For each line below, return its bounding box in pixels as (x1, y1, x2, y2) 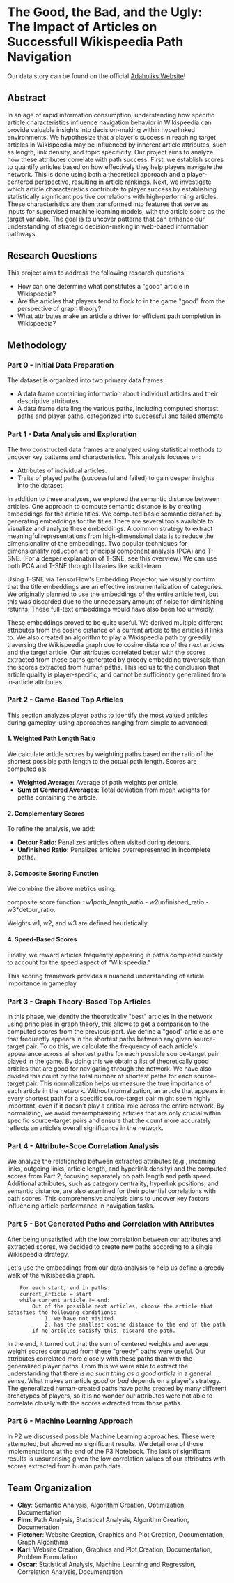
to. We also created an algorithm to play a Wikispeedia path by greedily (7, 633, 212, 642)
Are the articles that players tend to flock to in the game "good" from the (17, 296, 226, 305)
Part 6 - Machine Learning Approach (7, 1416, 134, 1426)
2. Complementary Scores (7, 809, 85, 818)
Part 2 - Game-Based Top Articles (7, 695, 124, 704)
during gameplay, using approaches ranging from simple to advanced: (7, 718, 209, 727)
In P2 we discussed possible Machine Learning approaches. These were (7, 1432, 216, 1440)
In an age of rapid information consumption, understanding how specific (7, 110, 214, 119)
